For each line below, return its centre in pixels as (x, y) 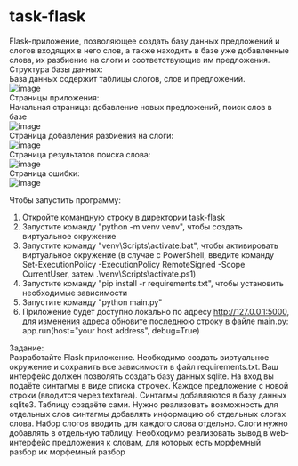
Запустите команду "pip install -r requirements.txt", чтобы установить (153, 283)
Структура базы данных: (56, 69)
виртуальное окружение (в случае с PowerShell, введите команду (148, 254)
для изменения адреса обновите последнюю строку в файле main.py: (155, 321)
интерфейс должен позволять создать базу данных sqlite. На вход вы (141, 376)
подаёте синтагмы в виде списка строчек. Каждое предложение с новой (149, 385)
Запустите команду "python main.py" (92, 302)
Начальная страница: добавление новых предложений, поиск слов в (141, 107)
